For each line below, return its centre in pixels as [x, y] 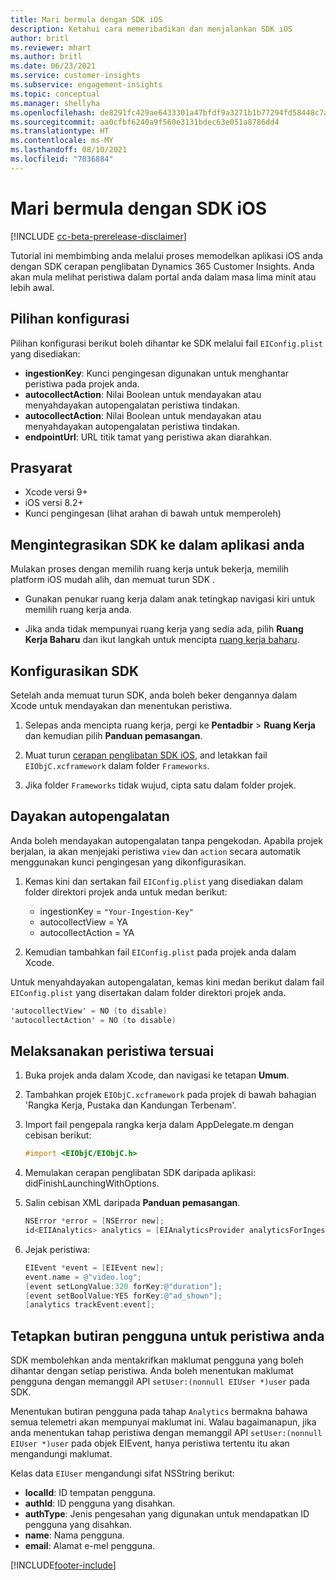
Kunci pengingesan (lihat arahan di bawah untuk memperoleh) [153, 513]
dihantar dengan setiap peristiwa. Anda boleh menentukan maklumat [152, 1371]
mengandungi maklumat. [61, 1454]
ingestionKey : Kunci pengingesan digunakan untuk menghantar [157, 373]
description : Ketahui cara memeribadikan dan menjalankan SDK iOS [151, 29]
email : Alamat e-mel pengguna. [90, 1546]
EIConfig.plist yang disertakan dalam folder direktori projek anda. [148, 992]
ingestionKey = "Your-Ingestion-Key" [116, 911]
